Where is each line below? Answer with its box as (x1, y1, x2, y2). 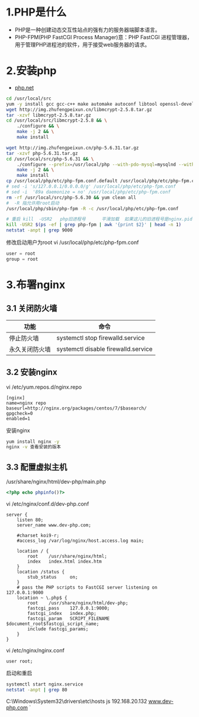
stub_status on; (27, 574, 78, 580)
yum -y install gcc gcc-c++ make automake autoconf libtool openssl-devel (6, 101, 195, 107)
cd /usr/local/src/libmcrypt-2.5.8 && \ (6, 118, 108, 123)
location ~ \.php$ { (17, 595, 68, 601)
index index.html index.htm (27, 559, 102, 564)
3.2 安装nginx (6, 367, 57, 377)
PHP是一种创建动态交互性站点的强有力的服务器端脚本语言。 (14, 26, 161, 33)
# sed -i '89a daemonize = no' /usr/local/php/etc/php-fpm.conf (6, 189, 171, 195)
